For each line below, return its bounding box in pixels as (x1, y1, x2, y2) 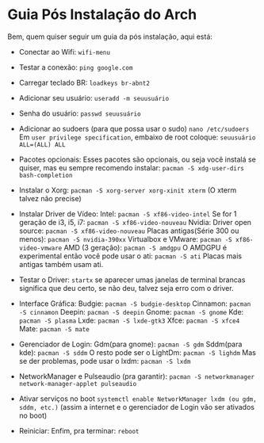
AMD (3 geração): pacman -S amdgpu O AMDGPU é (63, 243, 228, 252)
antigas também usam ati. (18, 259, 104, 269)
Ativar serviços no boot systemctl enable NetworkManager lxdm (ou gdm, (18, 394, 257, 403)
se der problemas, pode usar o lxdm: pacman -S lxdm (18, 356, 191, 365)
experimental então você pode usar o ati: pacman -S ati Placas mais (18, 251, 243, 261)
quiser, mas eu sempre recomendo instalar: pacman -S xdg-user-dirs (18, 162, 245, 172)
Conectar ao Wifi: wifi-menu (18, 47, 110, 56)
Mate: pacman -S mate (18, 323, 90, 334)
